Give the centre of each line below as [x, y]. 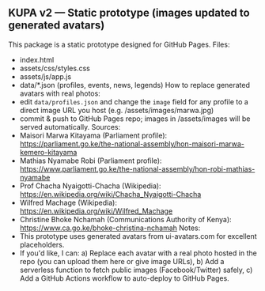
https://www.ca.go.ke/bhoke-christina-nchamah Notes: [110, 228]
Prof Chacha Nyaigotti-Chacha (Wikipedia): [90, 186]
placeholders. [42, 244]
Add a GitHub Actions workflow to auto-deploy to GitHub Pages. [124, 278]
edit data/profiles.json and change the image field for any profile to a [134, 101]
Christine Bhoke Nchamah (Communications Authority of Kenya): [125, 219]
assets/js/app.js [45, 76]
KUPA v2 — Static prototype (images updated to [129, 13]
